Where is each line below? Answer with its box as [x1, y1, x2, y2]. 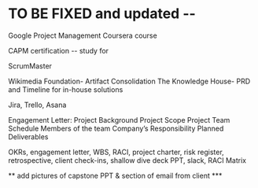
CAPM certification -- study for [8, 46, 109, 55]
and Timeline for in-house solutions [8, 84, 123, 94]
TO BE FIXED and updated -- [8, 5, 197, 23]
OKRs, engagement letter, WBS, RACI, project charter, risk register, [8, 147, 224, 157]
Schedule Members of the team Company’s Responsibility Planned [8, 123, 224, 133]
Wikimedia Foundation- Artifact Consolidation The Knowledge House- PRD [8, 76, 251, 86]
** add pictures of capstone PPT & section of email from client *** [8, 171, 223, 180]
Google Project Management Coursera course [8, 31, 157, 40]
